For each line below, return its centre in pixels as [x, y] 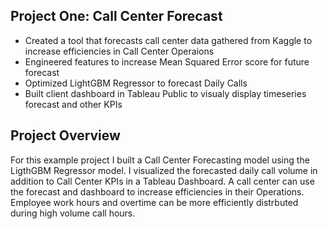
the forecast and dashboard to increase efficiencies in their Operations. [157, 191]
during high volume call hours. [73, 213]
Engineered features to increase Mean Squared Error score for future [167, 61]
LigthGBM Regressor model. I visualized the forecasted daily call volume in [164, 170]
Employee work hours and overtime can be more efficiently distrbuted [154, 202]
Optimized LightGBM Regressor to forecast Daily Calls [136, 83]
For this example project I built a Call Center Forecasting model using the [160, 160]
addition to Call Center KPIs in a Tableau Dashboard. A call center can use [162, 181]
